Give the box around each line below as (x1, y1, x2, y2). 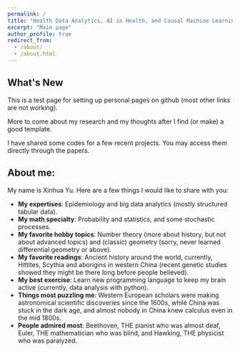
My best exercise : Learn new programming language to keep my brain (17, 276, 226, 284)
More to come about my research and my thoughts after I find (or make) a (7, 117, 224, 126)
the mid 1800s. (17, 313, 62, 322)
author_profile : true (7, 30, 72, 38)
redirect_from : (7, 37, 53, 44)
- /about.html (14, 51, 56, 58)
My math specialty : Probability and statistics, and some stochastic (17, 215, 215, 223)
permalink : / (7, 10, 46, 18)
